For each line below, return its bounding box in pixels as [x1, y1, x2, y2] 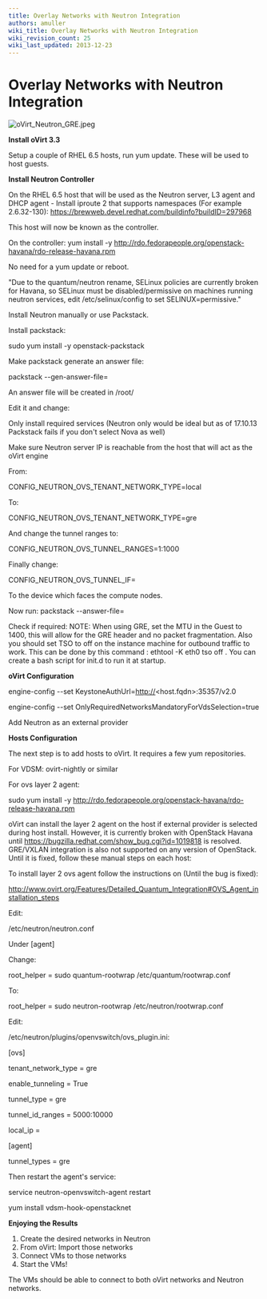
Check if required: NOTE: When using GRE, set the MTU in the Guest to [8, 622, 242, 631]
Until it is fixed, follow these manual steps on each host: [8, 853, 192, 863]
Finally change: [8, 559, 58, 569]
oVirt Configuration [8, 672, 74, 681]
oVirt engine [8, 451, 49, 461]
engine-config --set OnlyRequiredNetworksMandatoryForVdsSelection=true [8, 702, 260, 712]
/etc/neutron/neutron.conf [8, 924, 94, 933]
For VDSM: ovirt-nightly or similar [8, 764, 118, 774]
